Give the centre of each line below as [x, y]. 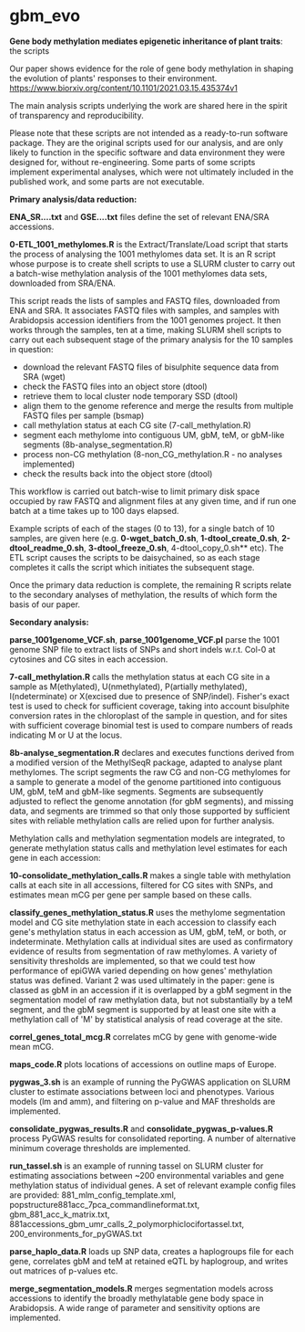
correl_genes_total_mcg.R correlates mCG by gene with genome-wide [143, 1036]
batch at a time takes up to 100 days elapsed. [94, 510]
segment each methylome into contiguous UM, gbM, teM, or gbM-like [153, 435]
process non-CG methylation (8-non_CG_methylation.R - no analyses [152, 454]
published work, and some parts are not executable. [107, 181]
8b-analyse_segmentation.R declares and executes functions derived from [152, 752]
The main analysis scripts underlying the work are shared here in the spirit [149, 105]
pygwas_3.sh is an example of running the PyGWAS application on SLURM [150, 1082]
